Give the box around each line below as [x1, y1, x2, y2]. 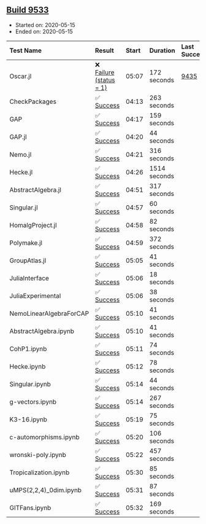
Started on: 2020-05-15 [15, 21, 75, 28]
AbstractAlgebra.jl [9, 186, 61, 194]
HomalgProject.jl [9, 221, 57, 229]
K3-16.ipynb [9, 415, 48, 423]
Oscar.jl [9, 72, 32, 80]
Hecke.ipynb [9, 362, 46, 370]
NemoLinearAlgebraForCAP [9, 309, 90, 318]
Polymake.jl [9, 238, 43, 247]
